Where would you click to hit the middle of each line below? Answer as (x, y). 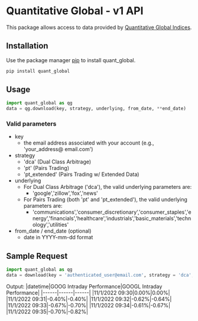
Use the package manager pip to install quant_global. (71, 60)
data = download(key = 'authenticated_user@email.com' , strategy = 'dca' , (100, 275)
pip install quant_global (38, 71)
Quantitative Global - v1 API (75, 11)
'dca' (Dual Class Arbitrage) (57, 162)
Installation (27, 46)
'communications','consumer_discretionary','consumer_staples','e (112, 212)
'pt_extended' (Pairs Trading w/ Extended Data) (81, 174)
